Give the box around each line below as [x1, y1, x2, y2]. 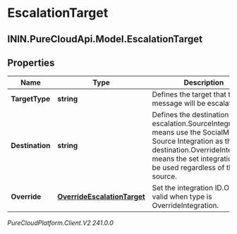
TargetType [11, 94, 51, 104]
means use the [152, 128, 201, 137]
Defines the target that [152, 90, 227, 99]
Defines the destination [152, 110, 229, 120]
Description [183, 78, 224, 87]
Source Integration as [152, 136, 224, 146]
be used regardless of [152, 163, 225, 173]
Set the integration [152, 183, 214, 193]
